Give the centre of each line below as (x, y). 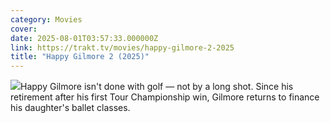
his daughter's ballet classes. (70, 108)
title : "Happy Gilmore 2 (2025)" (80, 57)
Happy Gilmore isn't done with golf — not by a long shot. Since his (157, 87)
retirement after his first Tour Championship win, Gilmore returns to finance (165, 97)
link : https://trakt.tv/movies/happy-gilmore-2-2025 (122, 47)
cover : (24, 29)
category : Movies (46, 19)
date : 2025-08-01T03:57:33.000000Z (84, 38)
